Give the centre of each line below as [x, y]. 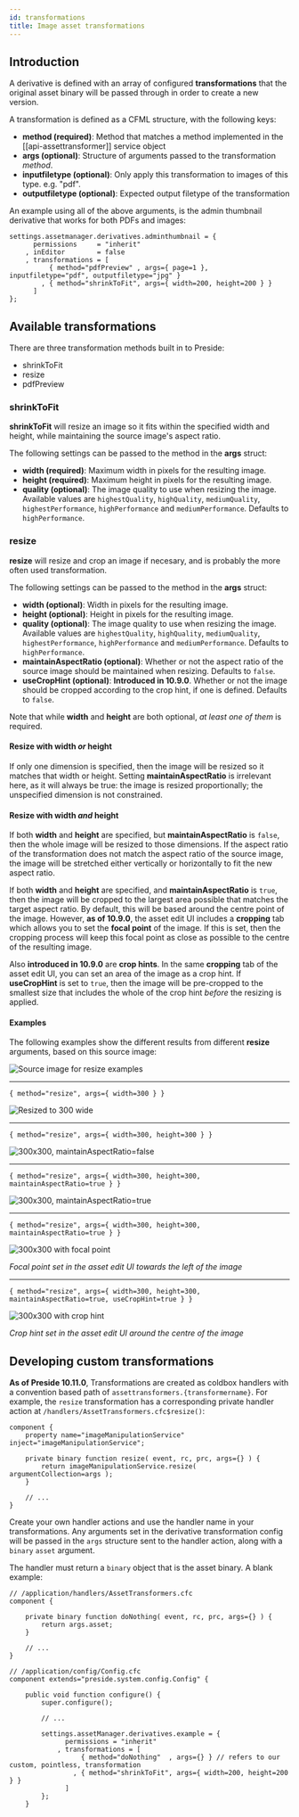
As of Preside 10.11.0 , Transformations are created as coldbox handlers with [149, 1383]
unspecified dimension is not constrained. [86, 794]
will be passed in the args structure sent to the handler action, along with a [146, 1541]
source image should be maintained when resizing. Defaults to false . [149, 670]
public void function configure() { [93, 1695]
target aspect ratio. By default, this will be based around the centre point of [147, 909]
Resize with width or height [61, 746]
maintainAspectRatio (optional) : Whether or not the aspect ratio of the [153, 662]
